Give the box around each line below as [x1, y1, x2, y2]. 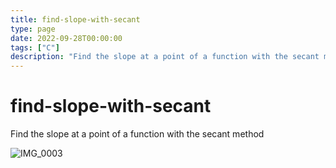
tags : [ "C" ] [10, 42, 60, 53]
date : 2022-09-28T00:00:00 [10, 33, 123, 43]
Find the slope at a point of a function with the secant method [10, 128, 265, 140]
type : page [10, 24, 56, 34]
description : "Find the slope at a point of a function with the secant [10, 52, 320, 62]
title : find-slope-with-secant [10, 14, 141, 25]
